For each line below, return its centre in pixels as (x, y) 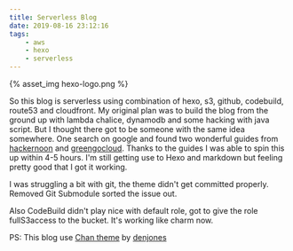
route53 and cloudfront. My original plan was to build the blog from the (139, 110)
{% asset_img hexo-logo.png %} (69, 84)
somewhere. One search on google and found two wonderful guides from (144, 139)
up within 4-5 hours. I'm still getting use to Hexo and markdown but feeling (146, 157)
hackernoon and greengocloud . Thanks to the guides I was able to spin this (147, 148)
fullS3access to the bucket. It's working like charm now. (111, 220)
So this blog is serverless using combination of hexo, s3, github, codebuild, (146, 101)
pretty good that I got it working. (68, 167)
